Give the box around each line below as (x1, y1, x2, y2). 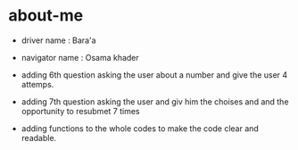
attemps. (21, 79, 54, 89)
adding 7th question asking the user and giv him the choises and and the (21, 96, 289, 107)
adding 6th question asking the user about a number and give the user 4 (21, 69, 288, 80)
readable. (21, 132, 57, 143)
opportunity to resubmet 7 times (21, 105, 140, 116)
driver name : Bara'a (21, 35, 96, 46)
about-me (8, 5, 84, 26)
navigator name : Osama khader (21, 52, 139, 62)
